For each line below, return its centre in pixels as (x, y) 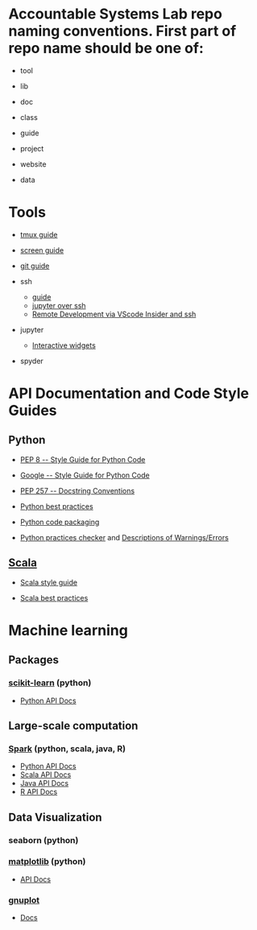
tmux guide (39, 234)
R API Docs (39, 792)
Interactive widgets (64, 345)
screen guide (42, 250)
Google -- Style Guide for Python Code (85, 475)
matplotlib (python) (47, 862)
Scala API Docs (46, 775)
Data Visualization (55, 817)
